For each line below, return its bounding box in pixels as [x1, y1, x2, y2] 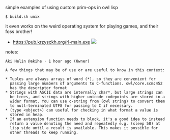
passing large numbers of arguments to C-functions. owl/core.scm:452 [10, 81, 163, 86]
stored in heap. [10, 112, 44, 117]
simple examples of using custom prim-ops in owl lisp [5, 5, 118, 10]
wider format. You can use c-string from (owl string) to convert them [10, 99, 165, 104]
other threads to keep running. [10, 130, 79, 135]
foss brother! [5, 29, 33, 35]
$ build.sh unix [5, 14, 40, 19]
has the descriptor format [10, 86, 67, 91]
